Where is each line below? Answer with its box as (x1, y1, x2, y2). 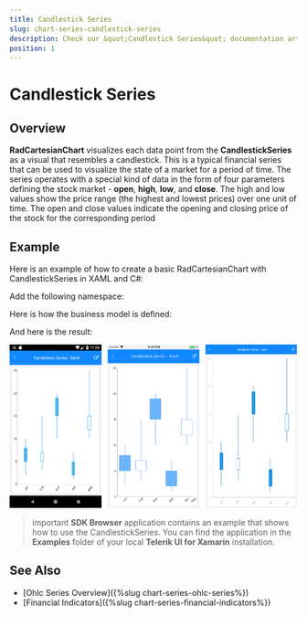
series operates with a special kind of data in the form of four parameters (9, 174, 285, 185)
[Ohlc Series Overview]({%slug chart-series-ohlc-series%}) (22, 587, 249, 598)
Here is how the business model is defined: (9, 309, 172, 320)
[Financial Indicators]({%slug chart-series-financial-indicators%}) (22, 597, 271, 608)
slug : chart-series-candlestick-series (9, 24, 162, 34)
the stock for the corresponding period (9, 213, 156, 224)
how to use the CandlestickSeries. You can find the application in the (31, 527, 291, 538)
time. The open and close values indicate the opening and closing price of (9, 203, 289, 214)
